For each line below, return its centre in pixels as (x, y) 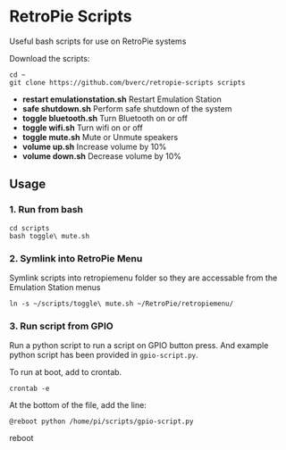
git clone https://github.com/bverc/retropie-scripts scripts (127, 82)
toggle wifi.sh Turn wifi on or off (82, 128)
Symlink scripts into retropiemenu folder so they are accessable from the (143, 278)
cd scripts (29, 228)
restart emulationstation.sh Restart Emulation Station (122, 99)
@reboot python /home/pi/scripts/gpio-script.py (101, 421)
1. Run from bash (46, 210)
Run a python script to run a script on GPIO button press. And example (139, 346)
